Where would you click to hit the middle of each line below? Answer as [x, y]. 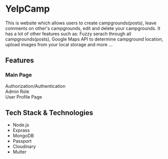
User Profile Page [24, 97]
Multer [20, 152]
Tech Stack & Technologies [49, 113]
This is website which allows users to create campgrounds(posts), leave [81, 23]
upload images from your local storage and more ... [59, 44]
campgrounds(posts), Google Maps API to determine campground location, [84, 39]
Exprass [21, 131]
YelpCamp [27, 9]
